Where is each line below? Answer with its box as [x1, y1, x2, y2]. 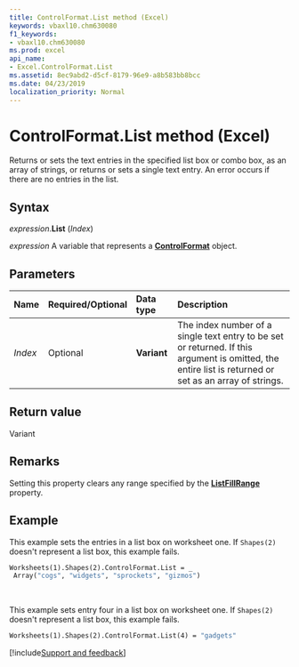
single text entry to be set [177, 330, 284, 342]
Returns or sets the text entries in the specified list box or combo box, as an [9, 155, 287, 165]
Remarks [9, 454, 61, 470]
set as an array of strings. [177, 374, 284, 387]
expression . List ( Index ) [9, 223, 93, 234]
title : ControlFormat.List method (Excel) [9, 12, 169, 22]
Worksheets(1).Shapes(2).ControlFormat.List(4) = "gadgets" [9, 631, 238, 640]
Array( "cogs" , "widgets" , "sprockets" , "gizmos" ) [12, 571, 201, 581]
